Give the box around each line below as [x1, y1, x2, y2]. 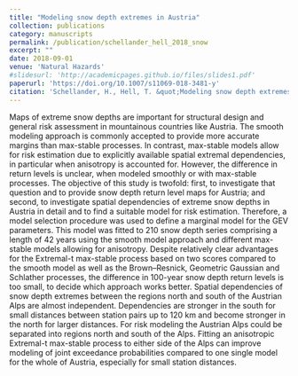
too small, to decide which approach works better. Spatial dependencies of [9, 281, 284, 292]
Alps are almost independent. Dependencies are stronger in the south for [9, 300, 277, 310]
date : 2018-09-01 [9, 54, 74, 63]
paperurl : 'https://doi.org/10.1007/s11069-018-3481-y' [9, 79, 220, 88]
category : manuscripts [9, 29, 93, 38]
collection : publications [9, 21, 105, 30]
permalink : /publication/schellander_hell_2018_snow [9, 37, 208, 47]
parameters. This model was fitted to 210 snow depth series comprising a [9, 224, 278, 235]
